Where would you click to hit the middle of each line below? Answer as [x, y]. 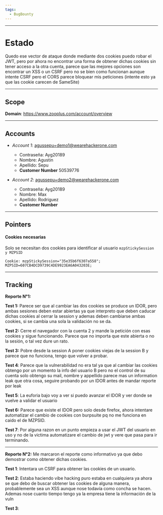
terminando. [17, 440]
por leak [13, 386]
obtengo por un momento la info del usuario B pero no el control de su [75, 370]
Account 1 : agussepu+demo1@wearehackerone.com [65, 145]
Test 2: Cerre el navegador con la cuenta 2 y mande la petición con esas [78, 331]
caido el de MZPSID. [25, 420]
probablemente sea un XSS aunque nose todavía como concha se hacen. [78, 489]
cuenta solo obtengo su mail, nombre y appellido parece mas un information [81, 376]
